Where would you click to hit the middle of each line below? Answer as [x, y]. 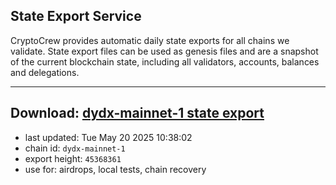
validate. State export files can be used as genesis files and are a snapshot [164, 51]
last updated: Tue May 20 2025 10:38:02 [108, 137]
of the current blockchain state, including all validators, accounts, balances [165, 61]
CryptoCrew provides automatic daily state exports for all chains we [150, 40]
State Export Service [76, 16]
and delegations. [45, 72]
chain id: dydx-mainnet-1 [75, 148]
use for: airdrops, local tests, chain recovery [115, 169]
